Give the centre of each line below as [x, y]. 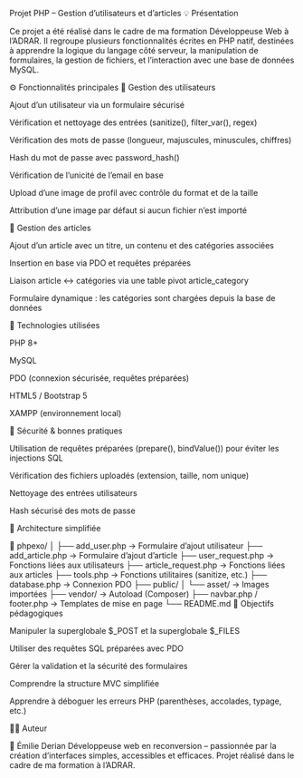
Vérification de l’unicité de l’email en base [87, 175]
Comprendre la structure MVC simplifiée [85, 683]
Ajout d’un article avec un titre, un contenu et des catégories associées [142, 245]
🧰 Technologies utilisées [55, 325]
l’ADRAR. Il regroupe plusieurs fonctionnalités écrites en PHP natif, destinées [151, 41]
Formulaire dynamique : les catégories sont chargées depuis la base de [142, 298]
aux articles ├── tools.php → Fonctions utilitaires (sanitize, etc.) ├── [138, 574]
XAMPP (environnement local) [66, 413]
